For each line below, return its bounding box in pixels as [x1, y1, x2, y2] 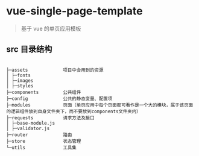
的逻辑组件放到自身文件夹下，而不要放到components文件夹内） [6, 108, 141, 114]
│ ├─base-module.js [6, 120, 55, 126]
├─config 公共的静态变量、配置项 [6, 95, 113, 102]
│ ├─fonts [6, 72, 31, 78]
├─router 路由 [6, 131, 72, 138]
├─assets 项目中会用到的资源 [6, 67, 104, 73]
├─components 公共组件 [6, 89, 81, 95]
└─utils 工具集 [6, 145, 77, 151]
